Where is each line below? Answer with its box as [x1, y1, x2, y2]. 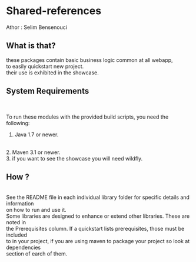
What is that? [6, 41, 56, 51]
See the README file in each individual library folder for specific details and [6, 194, 190, 201]
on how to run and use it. [6, 207, 67, 214]
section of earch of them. [6, 250, 68, 257]
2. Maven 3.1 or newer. [6, 149, 61, 156]
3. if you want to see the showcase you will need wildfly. [6, 155, 143, 162]
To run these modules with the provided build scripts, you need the [6, 113, 169, 120]
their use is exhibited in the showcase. [6, 69, 99, 76]
